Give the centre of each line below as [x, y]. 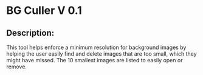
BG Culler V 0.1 [44, 11]
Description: [30, 33]
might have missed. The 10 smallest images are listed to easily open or [95, 60]
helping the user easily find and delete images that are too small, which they [101, 54]
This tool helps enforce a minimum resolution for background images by [96, 47]
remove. [17, 67]
